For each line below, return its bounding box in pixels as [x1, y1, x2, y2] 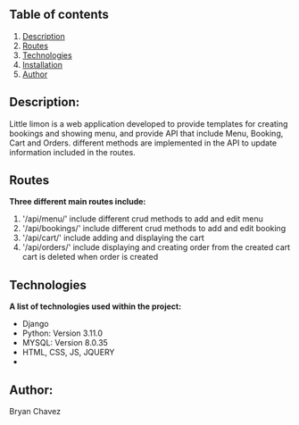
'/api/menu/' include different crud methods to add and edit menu [21, 213, 263, 224]
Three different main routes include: [9, 196, 146, 207]
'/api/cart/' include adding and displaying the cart [21, 232, 205, 244]
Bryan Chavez [9, 406, 61, 417]
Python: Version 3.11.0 [21, 328, 104, 338]
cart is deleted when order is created [21, 252, 159, 262]
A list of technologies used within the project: [9, 301, 182, 312]
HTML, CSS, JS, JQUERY [21, 347, 115, 358]
